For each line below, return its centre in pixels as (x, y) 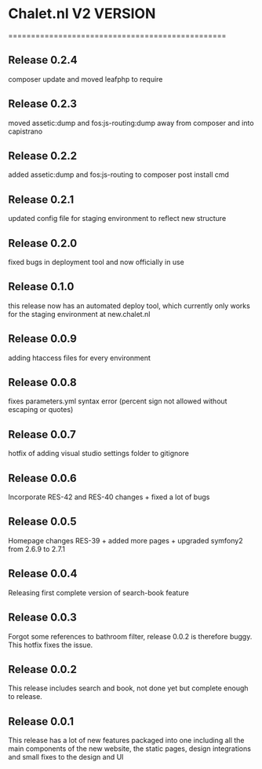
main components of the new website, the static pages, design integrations (129, 749)
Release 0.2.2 (42, 155)
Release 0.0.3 (42, 618)
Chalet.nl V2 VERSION (82, 14)
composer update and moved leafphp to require (86, 79)
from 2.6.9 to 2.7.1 (36, 549)
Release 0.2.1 (41, 199)
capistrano (25, 131)
